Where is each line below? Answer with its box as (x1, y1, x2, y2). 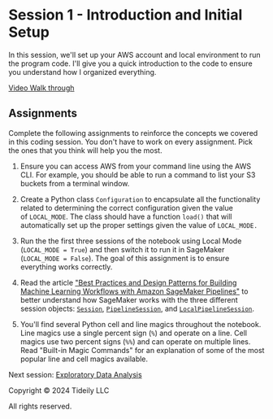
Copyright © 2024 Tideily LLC (8, 385, 110, 395)
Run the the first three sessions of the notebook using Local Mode (19, 236, 242, 246)
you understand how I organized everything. (8, 67, 157, 76)
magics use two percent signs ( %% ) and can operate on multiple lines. (19, 336, 251, 347)
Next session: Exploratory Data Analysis (8, 369, 142, 379)
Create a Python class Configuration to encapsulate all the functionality (19, 194, 261, 204)
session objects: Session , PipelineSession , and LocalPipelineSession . (19, 303, 254, 313)
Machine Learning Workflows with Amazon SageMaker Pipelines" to (19, 286, 249, 296)
